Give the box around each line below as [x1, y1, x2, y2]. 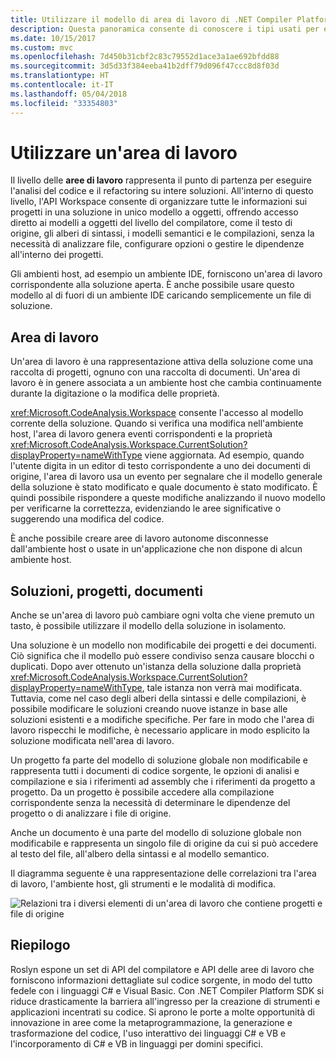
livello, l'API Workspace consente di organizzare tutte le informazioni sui [10, 196, 308, 208]
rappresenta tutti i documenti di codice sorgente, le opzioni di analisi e [10, 765, 300, 777]
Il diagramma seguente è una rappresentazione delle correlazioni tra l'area [10, 867, 317, 880]
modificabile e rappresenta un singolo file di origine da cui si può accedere [10, 837, 319, 850]
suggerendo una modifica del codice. [10, 513, 165, 525]
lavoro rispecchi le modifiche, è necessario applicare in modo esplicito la [10, 724, 310, 736]
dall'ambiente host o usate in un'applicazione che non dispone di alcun [10, 543, 303, 555]
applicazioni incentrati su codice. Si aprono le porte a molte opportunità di [10, 1006, 315, 1018]
